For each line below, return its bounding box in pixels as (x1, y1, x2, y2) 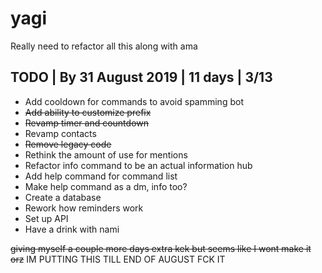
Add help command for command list (24, 170, 178, 182)
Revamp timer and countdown (24, 117, 149, 129)
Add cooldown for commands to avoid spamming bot (24, 95, 244, 107)
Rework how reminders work (24, 202, 144, 214)
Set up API (24, 212, 69, 224)
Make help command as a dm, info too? (24, 180, 188, 192)
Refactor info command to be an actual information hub (24, 159, 253, 171)
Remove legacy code (24, 138, 112, 150)
